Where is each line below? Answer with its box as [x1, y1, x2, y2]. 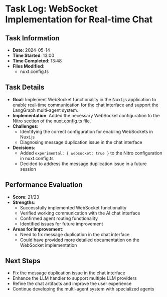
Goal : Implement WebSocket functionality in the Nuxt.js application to [12, 96, 156, 102]
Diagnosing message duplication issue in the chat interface [20, 139, 142, 145]
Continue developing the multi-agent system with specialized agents [12, 286, 154, 292]
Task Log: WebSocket [5, 3, 98, 15]
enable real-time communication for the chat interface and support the [12, 102, 159, 108]
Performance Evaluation [5, 181, 83, 189]
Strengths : [12, 199, 36, 205]
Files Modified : [12, 63, 45, 69]
